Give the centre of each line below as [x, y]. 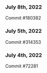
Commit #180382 [23, 18]
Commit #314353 [23, 42]
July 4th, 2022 [24, 55]
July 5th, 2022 [23, 31]
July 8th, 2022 [23, 7]
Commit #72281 [22, 66]
